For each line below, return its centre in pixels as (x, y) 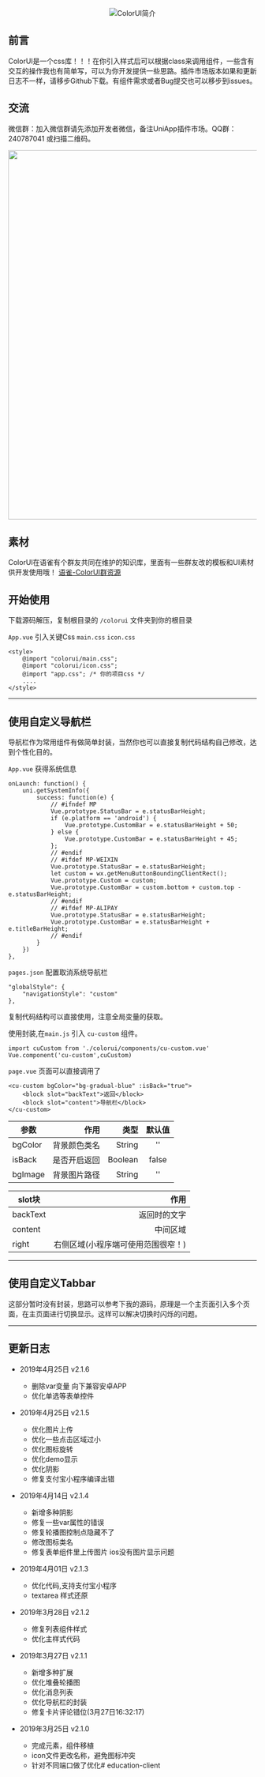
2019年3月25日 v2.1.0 (54, 1728)
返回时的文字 (162, 1215)
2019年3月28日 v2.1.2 (54, 1612)
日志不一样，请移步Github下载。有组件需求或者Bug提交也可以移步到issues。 (132, 81)
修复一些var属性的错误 (68, 1522)
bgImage (29, 1175)
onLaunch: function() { (47, 784)
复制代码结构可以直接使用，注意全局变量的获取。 (88, 1017)
